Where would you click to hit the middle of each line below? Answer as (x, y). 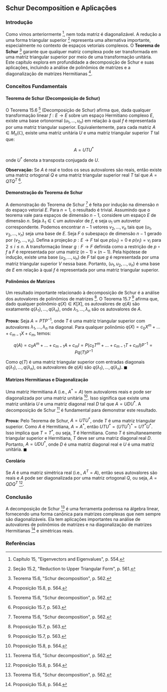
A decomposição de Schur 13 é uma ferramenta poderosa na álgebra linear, (83, 508)
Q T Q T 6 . (14, 181)
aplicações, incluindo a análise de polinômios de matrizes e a (68, 67)
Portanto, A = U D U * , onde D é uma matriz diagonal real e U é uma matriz (80, 444)
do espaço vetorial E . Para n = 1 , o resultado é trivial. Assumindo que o (78, 210)
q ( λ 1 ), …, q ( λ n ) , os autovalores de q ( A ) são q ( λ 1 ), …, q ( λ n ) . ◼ (67, 368)
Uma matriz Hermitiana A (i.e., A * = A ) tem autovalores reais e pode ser (79, 391)
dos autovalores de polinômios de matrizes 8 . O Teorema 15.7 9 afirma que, (82, 298)
